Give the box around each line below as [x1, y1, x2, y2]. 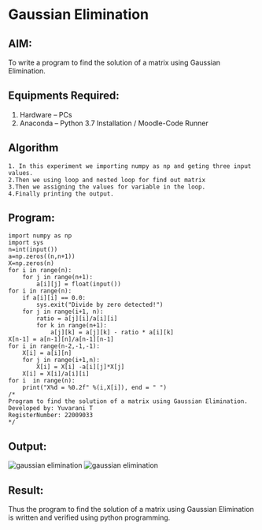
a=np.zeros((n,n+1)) [8, 252, 76, 261]
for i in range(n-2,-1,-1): [8, 342, 101, 350]
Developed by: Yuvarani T [8, 405, 93, 412]
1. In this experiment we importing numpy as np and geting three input [8, 162, 252, 170]
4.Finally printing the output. [8, 189, 114, 198]
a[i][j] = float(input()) [36, 280, 122, 289]
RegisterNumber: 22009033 [8, 412, 93, 420]
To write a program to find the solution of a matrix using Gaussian [8, 58, 221, 67]
